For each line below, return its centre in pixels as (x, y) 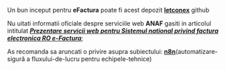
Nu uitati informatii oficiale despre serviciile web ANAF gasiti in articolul (109, 23)
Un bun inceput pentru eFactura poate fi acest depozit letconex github (108, 10)
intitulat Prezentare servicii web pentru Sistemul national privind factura (113, 31)
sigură (16, 59)
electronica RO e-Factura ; (45, 38)
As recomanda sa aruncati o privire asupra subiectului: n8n (92, 52)
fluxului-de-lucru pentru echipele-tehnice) (92, 59)
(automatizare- (197, 52)
